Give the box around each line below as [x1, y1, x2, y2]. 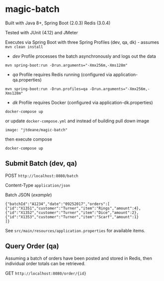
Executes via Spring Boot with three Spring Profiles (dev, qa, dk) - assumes [5, 39, 160, 45]
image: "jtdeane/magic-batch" [5, 127, 68, 132]
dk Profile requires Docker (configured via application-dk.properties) [12, 99, 153, 105]
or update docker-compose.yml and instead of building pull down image [5, 118, 150, 124]
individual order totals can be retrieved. [5, 260, 86, 267]
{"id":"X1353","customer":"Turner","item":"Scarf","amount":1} [5, 214, 139, 219]
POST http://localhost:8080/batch [5, 173, 79, 179]
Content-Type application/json [5, 182, 71, 188]
